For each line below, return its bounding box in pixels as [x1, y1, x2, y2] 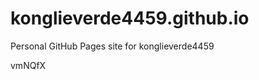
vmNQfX [10, 59, 47, 71]
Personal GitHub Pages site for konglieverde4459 [10, 40, 215, 52]
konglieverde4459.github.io [10, 7, 250, 30]
